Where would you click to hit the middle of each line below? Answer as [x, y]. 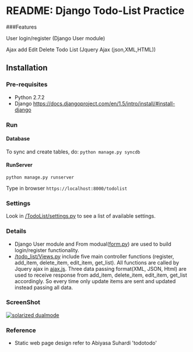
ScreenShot [23, 302]
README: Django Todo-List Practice [95, 11]
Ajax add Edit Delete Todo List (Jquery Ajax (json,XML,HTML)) [81, 49]
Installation [27, 68]
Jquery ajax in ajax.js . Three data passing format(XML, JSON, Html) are [100, 269]
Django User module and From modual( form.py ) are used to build [93, 244]
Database [18, 139]
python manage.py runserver [40, 177]
